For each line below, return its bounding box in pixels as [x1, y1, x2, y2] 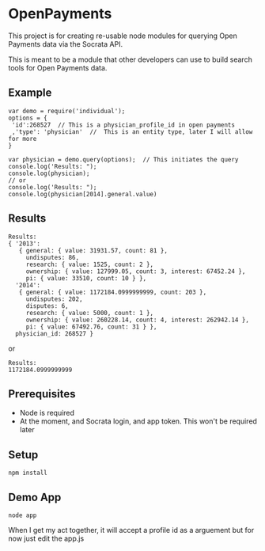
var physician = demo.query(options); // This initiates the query [8, 155, 239, 163]
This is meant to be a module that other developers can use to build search [8, 55, 253, 64]
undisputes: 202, [25, 294, 83, 303]
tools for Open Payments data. [8, 63, 108, 72]
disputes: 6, [25, 302, 69, 310]
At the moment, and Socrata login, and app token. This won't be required [19, 416, 257, 426]
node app [8, 511, 37, 519]
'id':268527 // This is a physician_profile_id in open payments [11, 120, 236, 129]
